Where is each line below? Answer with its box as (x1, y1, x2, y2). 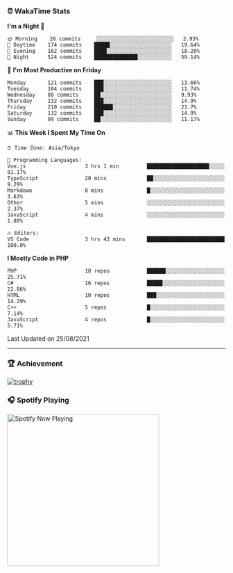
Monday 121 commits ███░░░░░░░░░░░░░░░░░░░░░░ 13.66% (7, 79, 200, 86)
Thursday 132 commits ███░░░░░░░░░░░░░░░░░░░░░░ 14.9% (7, 97, 197, 105)
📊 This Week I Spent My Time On (7, 129, 105, 137)
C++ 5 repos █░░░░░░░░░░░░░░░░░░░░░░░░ (7, 304, 225, 312)
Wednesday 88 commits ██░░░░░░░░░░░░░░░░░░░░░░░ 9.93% (7, 92, 197, 99)
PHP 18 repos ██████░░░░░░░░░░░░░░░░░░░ (7, 268, 225, 275)
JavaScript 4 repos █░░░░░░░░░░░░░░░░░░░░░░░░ (7, 316, 225, 323)
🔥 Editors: (7, 229, 40, 237)
